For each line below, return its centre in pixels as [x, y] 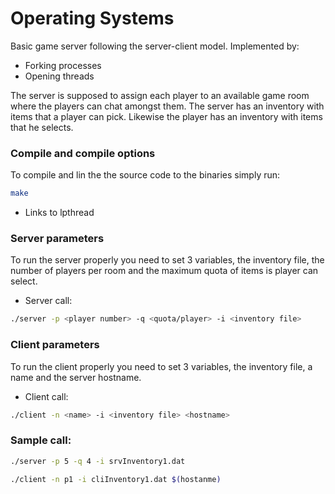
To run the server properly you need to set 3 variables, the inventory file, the [167, 260]
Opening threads [59, 76]
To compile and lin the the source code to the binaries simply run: [145, 175]
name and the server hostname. [76, 377]
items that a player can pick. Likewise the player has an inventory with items [166, 116]
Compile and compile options [83, 153]
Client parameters [55, 345]
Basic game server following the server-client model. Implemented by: [155, 46]
